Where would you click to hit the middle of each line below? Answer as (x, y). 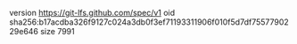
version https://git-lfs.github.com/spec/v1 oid (92, 13)
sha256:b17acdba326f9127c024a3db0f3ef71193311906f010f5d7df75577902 (149, 22)
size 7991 (57, 31)
